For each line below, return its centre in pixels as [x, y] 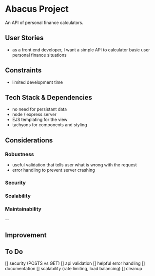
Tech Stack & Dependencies [49, 97]
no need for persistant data [39, 109]
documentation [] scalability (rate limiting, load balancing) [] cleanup [74, 269]
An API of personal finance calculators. [44, 23]
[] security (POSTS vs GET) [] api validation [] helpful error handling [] [75, 263]
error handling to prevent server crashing [53, 170]
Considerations [29, 140]
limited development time [38, 82]
